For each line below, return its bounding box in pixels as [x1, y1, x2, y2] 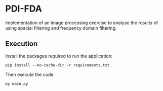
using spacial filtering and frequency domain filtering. [5, 25, 117, 31]
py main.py [5, 81, 28, 86]
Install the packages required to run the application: [5, 53, 113, 59]
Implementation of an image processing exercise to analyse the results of [5, 20, 158, 26]
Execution [5, 40, 38, 48]
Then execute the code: [5, 71, 55, 77]
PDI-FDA [5, 3, 42, 15]
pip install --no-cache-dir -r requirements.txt [5, 62, 110, 68]
